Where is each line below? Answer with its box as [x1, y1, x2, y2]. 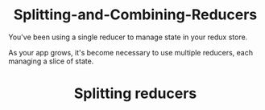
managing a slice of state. [8, 56, 94, 66]
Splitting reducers [73, 84, 197, 103]
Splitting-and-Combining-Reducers [13, 6, 258, 24]
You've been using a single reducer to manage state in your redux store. [8, 32, 248, 42]
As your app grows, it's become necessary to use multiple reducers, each [8, 47, 254, 57]
